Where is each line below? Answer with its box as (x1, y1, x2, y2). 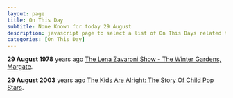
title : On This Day (7, 17, 64, 24)
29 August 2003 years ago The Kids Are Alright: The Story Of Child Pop (7, 76, 214, 84)
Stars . (7, 83, 24, 92)
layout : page (7, 10, 45, 17)
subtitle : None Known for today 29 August (7, 23, 132, 30)
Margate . (7, 63, 33, 71)
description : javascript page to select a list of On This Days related (7, 29, 222, 37)
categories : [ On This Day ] (7, 36, 85, 43)
